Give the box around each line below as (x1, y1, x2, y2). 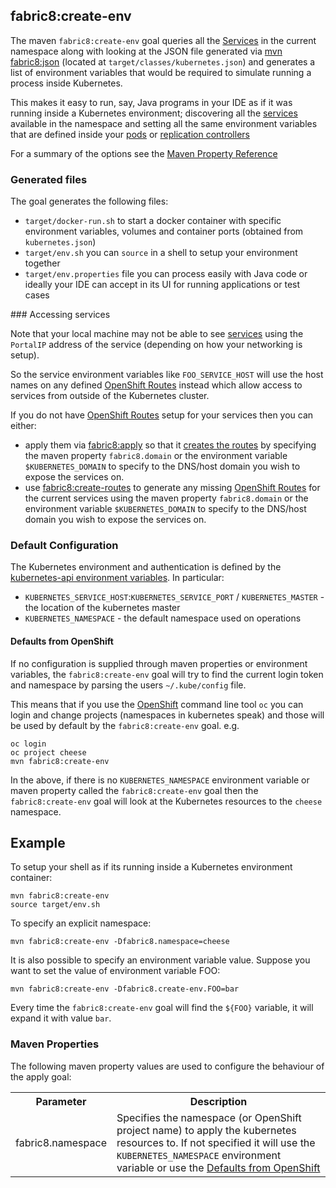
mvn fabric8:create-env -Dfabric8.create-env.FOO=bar (10, 984, 240, 994)
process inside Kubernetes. (10, 77, 123, 89)
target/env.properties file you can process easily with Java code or (24, 268, 308, 280)
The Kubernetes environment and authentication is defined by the (10, 561, 282, 573)
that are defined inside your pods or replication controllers (10, 128, 250, 140)
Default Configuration (10, 539, 119, 553)
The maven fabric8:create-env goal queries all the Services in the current (10, 34, 317, 46)
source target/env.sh (10, 900, 101, 910)
